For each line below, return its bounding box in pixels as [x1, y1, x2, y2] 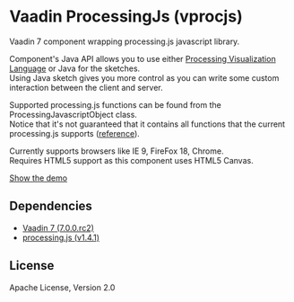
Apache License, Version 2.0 [9, 281, 116, 293]
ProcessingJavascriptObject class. [9, 109, 137, 120]
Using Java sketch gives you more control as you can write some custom [9, 72, 280, 83]
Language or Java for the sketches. [9, 63, 141, 74]
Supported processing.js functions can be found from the [9, 99, 221, 110]
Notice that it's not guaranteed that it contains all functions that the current [9, 119, 285, 129]
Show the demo [9, 173, 68, 183]
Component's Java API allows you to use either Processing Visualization [9, 53, 276, 64]
